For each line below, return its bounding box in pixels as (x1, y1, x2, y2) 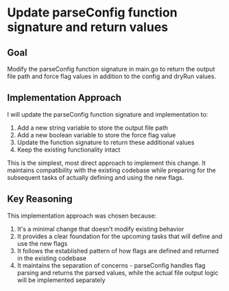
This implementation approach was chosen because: (7, 211, 156, 220)
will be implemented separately (16, 276, 106, 284)
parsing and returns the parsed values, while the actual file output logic (16, 268, 219, 277)
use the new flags (16, 239, 68, 248)
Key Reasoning (7, 194, 73, 205)
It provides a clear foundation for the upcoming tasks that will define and (16, 232, 223, 240)
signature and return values (7, 19, 169, 35)
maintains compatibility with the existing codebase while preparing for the (7, 166, 216, 174)
